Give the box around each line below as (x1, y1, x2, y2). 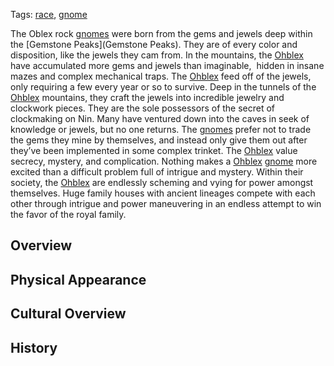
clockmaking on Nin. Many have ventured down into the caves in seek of (10, 113, 310, 124)
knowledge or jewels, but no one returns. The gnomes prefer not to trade (10, 124, 312, 135)
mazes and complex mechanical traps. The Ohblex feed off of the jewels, (10, 70, 312, 82)
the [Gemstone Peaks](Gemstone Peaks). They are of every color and (10, 39, 298, 50)
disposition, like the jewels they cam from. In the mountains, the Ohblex (10, 49, 304, 61)
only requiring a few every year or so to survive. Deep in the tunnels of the (10, 81, 317, 93)
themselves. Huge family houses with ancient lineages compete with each (10, 187, 316, 199)
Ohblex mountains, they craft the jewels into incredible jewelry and (10, 92, 285, 103)
